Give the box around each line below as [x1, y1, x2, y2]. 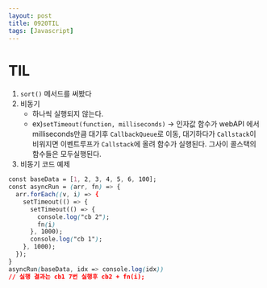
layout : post [8, 11, 52, 20]
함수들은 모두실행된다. [31, 150, 102, 159]
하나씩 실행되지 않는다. [31, 109, 104, 119]
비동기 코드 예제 [19, 159, 70, 169]
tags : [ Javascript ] [8, 27, 74, 35]
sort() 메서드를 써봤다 [19, 89, 92, 99]
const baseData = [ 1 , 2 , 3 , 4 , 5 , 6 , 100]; [8, 175, 157, 183]
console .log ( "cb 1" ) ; [29, 235, 103, 244]
